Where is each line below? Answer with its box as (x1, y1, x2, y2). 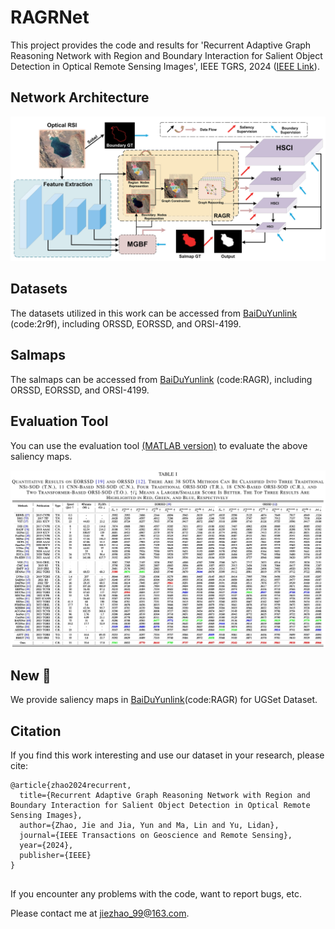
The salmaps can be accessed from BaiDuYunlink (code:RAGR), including (10, 373, 313, 385)
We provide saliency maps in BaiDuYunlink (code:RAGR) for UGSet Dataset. (10, 694, 318, 706)
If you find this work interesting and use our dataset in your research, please (10, 749, 325, 761)
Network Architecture (10, 89, 150, 106)
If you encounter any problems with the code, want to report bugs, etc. (10, 887, 302, 900)
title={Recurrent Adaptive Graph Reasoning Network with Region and (19, 791, 311, 801)
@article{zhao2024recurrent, (10, 781, 132, 791)
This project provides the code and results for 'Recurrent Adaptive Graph (10, 39, 312, 51)
